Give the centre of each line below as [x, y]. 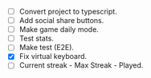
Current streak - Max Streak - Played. [81, 65]
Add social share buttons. [61, 21]
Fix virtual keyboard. [53, 57]
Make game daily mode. [59, 29]
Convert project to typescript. [68, 12]
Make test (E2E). [46, 48]
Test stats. [36, 38]
